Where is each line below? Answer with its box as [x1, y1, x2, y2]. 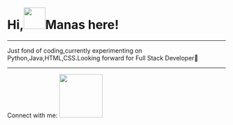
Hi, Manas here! [7, 17, 119, 33]
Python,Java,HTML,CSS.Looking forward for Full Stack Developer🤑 [7, 53, 199, 62]
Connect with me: [7, 111, 58, 119]
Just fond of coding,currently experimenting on [7, 46, 143, 55]
